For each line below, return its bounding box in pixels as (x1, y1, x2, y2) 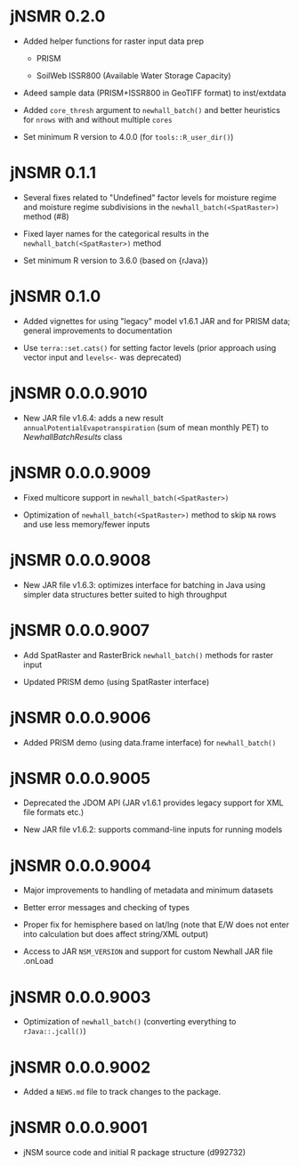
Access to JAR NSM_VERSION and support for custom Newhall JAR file (22, 946, 274, 957)
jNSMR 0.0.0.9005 (10, 768, 150, 788)
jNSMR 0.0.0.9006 (10, 707, 151, 728)
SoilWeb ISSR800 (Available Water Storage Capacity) (36, 69, 231, 81)
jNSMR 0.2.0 (10, 6, 106, 27)
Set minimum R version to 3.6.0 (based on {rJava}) (22, 255, 208, 265)
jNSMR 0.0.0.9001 (10, 1118, 148, 1137)
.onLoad (22, 956, 54, 966)
